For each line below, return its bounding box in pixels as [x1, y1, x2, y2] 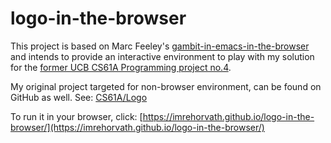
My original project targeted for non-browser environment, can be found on [10, 80, 322, 92]
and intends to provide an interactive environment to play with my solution [10, 50, 315, 62]
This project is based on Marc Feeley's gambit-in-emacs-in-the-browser [10, 40, 310, 52]
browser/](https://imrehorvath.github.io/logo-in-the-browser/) [10, 121, 265, 133]
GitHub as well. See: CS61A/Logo [10, 91, 148, 103]
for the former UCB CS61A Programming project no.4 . [10, 61, 232, 73]
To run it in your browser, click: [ [10, 110, 143, 122]
